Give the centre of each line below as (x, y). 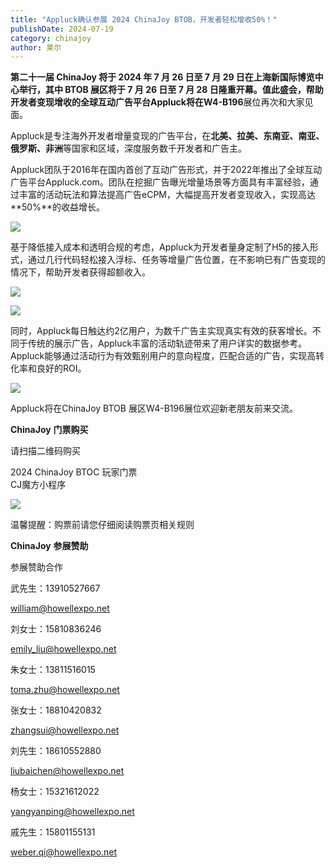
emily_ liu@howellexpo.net (63, 649)
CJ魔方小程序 (38, 485)
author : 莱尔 (36, 47)
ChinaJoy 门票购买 (49, 430)
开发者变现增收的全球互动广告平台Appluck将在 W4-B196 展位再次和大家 (157, 102)
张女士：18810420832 (56, 710)
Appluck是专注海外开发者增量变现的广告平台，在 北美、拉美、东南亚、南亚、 (167, 136)
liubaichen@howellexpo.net (67, 771)
